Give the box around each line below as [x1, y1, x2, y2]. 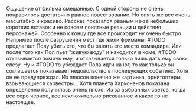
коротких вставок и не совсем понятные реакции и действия [6, 23, 161, 31]
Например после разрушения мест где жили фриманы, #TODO [6, 36, 166, 43]
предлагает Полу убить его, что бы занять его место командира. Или [6, 42, 182, 49]
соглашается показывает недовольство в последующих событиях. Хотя [6, 68, 189, 74]
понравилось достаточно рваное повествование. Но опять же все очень [6, 11, 191, 18]
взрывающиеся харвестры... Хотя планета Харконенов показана [6, 80, 170, 87]
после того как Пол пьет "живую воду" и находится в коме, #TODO [6, 49, 177, 55]
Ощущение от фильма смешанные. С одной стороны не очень [6, 5, 164, 12]
